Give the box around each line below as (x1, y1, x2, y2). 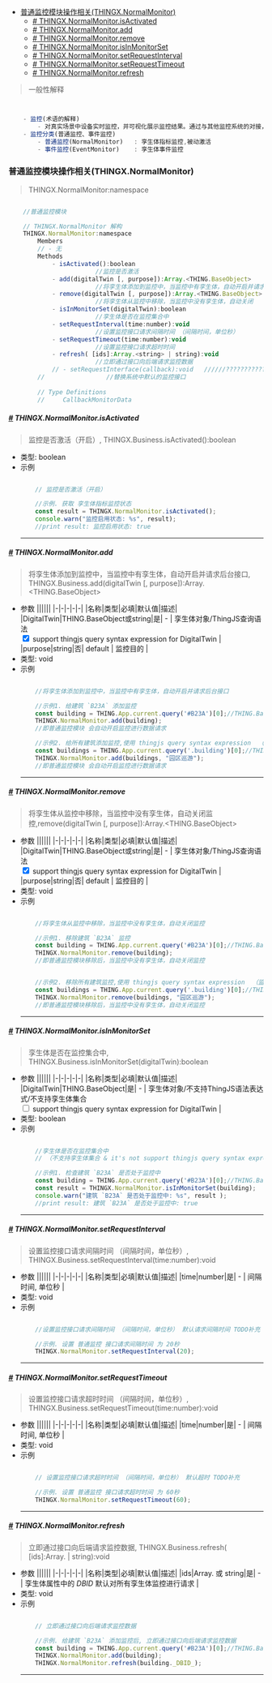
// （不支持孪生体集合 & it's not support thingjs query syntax (35, 1154, 245, 1162)
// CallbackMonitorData (37, 396, 132, 404)
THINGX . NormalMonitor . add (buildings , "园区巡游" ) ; (35, 753, 205, 762)
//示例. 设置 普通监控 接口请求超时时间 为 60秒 (35, 1488, 181, 1496)
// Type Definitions (37, 388, 107, 396)
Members (37, 238, 63, 246)
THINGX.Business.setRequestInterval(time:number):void (28, 1255, 216, 1264)
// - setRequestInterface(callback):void (51, 366, 194, 374)
